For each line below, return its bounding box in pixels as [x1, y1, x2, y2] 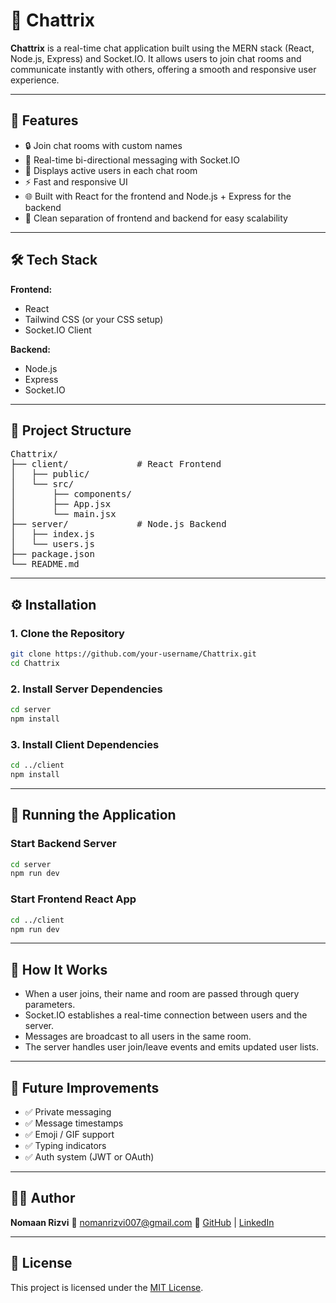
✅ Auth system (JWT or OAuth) [24, 1151, 155, 1163]
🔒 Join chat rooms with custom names [24, 139, 183, 151]
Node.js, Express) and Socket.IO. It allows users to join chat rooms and [10, 52, 302, 64]
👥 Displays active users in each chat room [24, 164, 198, 176]
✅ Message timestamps [24, 1117, 124, 1129]
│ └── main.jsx [10, 509, 117, 520]
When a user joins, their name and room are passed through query [24, 988, 300, 1000]
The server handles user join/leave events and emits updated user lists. [24, 1041, 320, 1053]
